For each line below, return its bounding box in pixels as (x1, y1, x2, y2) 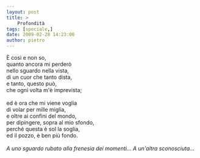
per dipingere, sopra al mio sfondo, (6, 119, 95, 126)
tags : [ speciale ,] (6, 26, 53, 32)
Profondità (17, 20, 45, 26)
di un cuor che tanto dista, (6, 74, 73, 81)
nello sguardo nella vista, (6, 67, 69, 74)
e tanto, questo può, (6, 80, 57, 87)
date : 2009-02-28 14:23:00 (6, 32, 75, 38)
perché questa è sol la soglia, (6, 126, 80, 132)
